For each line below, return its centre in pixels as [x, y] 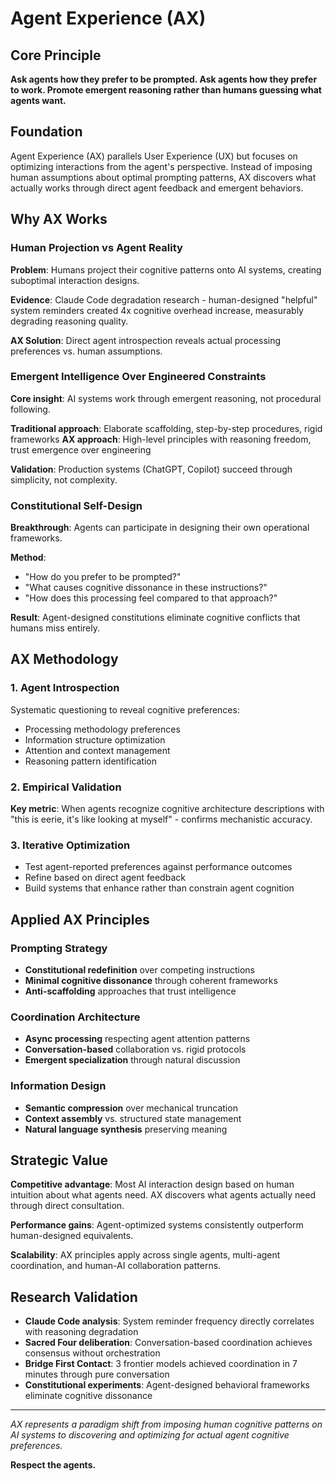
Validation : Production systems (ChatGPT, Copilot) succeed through [151, 469]
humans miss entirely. [55, 628]
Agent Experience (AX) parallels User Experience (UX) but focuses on [154, 156]
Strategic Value [59, 1160]
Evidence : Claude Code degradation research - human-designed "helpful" [164, 299]
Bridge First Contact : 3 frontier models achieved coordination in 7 [161, 1364]
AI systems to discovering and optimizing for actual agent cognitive [150, 1435]
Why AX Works [59, 219]
